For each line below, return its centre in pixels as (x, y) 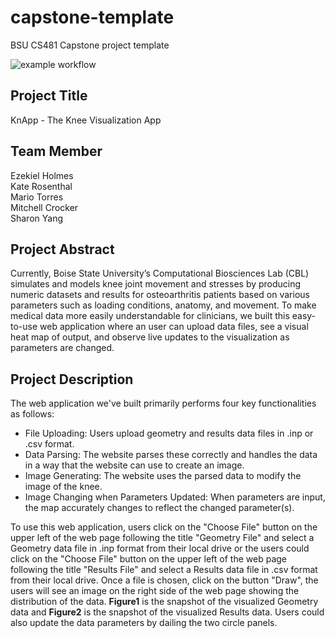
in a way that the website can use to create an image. (134, 465)
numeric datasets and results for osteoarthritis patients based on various (160, 295)
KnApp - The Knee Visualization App (86, 120)
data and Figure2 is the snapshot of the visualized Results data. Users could (167, 612)
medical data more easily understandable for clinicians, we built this (150, 316)
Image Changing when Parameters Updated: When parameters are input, (175, 497)
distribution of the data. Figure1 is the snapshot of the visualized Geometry (164, 602)
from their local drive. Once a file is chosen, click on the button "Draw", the (164, 580)
